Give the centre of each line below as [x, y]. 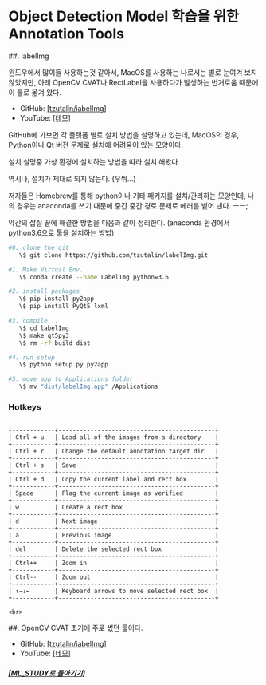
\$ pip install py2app [56, 299]
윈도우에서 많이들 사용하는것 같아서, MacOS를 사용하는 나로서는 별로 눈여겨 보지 [133, 72]
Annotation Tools [66, 34]
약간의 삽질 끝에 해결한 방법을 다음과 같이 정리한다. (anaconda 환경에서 [119, 222]
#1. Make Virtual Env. [46, 269]
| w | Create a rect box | [113, 508]
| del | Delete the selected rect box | [113, 549]
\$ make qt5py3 [44, 335]
